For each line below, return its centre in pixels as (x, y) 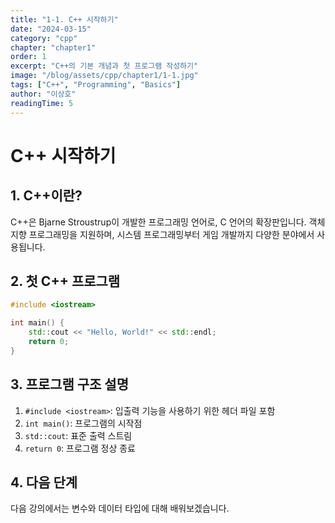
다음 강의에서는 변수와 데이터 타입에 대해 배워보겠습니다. (120, 508)
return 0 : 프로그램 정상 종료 (80, 448)
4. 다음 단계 (44, 482)
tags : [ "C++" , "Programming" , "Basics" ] (96, 85)
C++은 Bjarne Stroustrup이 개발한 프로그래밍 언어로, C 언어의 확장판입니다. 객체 (168, 222)
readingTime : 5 (42, 103)
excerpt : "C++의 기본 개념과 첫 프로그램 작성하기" (104, 66)
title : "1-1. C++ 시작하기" (64, 19)
